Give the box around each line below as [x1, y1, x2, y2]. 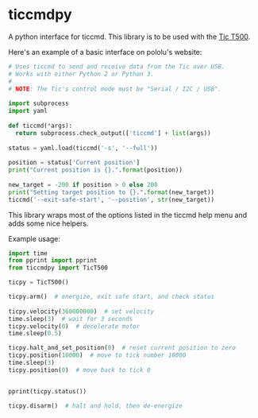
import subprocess [8, 99, 69, 108]
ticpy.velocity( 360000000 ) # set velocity [8, 308, 155, 315]
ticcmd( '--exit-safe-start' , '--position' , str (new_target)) [8, 195, 215, 203]
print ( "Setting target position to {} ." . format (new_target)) [8, 188, 215, 196]
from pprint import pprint [8, 257, 98, 265]
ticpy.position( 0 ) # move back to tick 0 [8, 366, 151, 374]
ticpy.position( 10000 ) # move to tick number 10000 [8, 351, 187, 359]
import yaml [8, 107, 48, 115]
